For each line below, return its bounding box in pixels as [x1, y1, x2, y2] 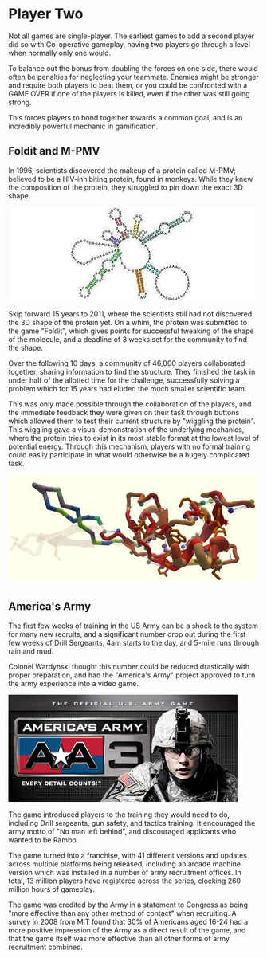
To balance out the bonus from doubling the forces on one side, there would [8, 63, 259, 73]
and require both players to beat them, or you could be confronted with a [8, 80, 248, 90]
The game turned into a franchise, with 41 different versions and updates [8, 850, 247, 860]
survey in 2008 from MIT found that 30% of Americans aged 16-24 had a [8, 917, 249, 926]
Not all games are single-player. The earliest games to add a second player [8, 31, 255, 41]
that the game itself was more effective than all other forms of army [8, 933, 230, 943]
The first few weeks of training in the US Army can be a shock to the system [8, 621, 259, 630]
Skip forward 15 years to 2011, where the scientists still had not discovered [8, 308, 253, 319]
